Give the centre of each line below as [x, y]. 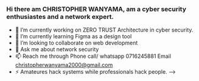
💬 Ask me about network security [57, 49]
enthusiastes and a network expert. [60, 16]
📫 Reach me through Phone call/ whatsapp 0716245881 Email [93, 56]
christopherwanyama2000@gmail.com [64, 65]
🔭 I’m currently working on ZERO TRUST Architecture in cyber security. [104, 30]
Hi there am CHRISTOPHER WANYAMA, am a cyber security [96, 9]
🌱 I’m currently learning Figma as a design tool [73, 37]
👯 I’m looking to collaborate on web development [76, 43]
